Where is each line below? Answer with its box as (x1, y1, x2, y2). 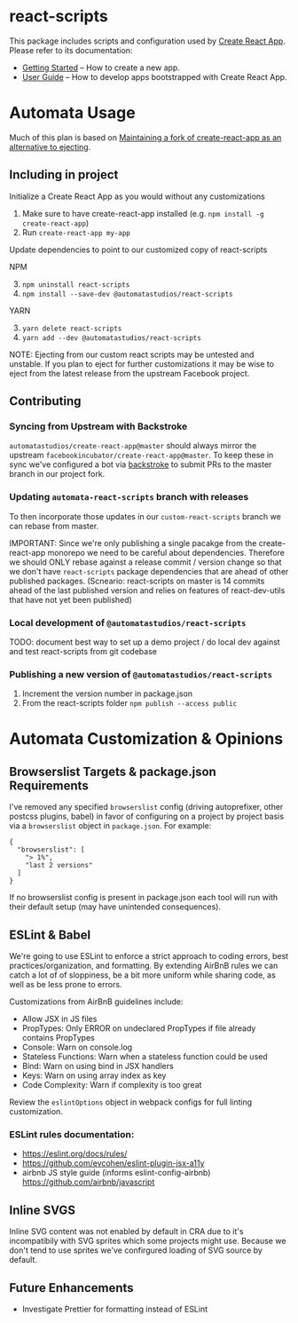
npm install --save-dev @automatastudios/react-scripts (21, 289, 233, 298)
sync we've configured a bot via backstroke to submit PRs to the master (9, 459, 272, 470)
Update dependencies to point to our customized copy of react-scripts (9, 244, 268, 255)
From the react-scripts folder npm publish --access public (21, 698, 238, 709)
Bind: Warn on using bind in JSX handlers (21, 1061, 175, 1072)
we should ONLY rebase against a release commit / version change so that (9, 557, 282, 567)
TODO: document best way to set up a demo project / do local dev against (9, 637, 281, 647)
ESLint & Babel (9, 927, 91, 942)
